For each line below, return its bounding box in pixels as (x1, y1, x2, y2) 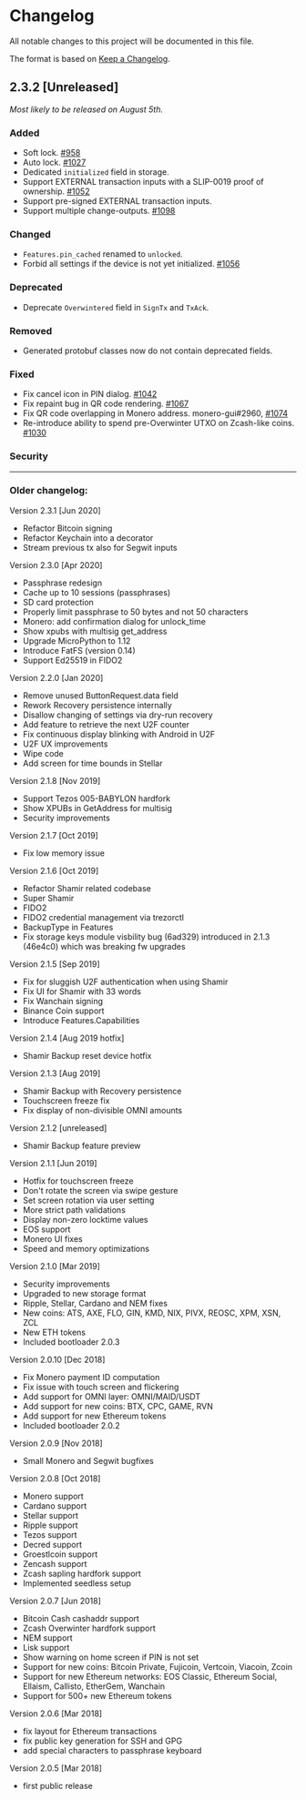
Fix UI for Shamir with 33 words (22, 985, 141, 997)
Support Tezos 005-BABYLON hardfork (22, 793, 171, 804)
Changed (9, 228, 52, 240)
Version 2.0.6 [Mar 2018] (9, 1708, 103, 1719)
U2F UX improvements (22, 738, 108, 749)
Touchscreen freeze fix (22, 1094, 110, 1106)
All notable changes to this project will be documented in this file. (9, 36, 255, 46)
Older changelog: (9, 484, 88, 497)
